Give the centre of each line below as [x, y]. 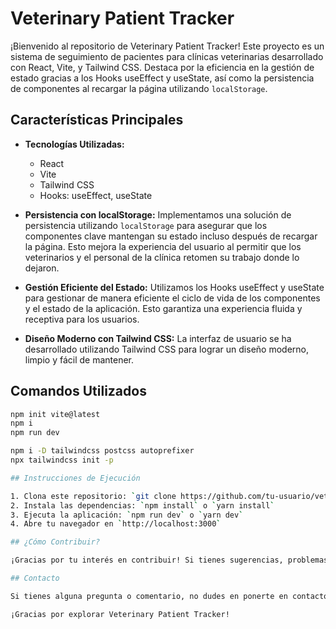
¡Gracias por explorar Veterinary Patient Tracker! [120, 614]
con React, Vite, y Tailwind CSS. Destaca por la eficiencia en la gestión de [162, 67]
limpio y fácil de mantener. [79, 359]
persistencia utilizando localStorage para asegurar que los [146, 225]
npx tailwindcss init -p [62, 460]
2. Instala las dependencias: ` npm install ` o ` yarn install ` [142, 505]
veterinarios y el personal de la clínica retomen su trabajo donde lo [162, 257]
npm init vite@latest [55, 414]
